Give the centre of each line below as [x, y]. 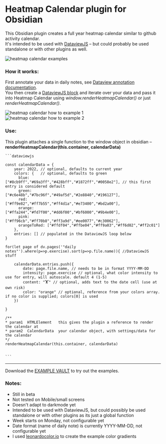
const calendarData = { [30, 165]
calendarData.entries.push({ [44, 264]
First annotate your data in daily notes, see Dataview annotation [70, 82]
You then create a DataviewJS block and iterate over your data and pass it [80, 93]
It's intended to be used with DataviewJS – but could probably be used [77, 44]
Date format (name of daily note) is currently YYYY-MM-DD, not [77, 426]
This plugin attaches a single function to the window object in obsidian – [79, 141]
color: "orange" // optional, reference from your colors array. [92, 292]
